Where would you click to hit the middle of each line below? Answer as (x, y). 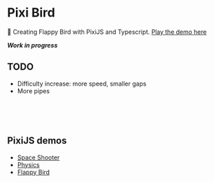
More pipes (33, 90)
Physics (28, 164)
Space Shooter (38, 157)
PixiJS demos (37, 141)
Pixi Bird (31, 13)
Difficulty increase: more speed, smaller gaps (82, 84)
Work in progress (32, 45)
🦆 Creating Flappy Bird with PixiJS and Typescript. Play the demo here (107, 32)
